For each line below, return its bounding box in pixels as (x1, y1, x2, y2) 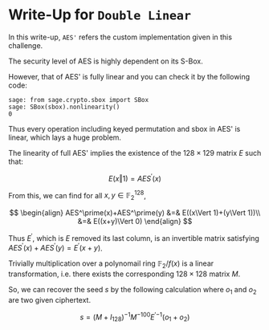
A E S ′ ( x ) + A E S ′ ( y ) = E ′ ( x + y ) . (8, 242, 103, 253)
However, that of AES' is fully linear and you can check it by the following (8, 71, 251, 81)
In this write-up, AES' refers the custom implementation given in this (8, 32, 233, 42)
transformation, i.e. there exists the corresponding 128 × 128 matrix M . (8, 269, 241, 279)
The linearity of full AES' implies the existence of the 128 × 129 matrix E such (8, 148, 262, 157)
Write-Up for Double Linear (8, 6, 191, 24)
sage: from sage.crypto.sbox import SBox (8, 96, 149, 104)
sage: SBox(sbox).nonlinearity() (8, 103, 120, 111)
